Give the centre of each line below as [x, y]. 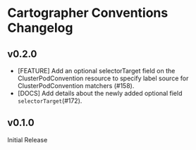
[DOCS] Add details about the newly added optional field [100, 93]
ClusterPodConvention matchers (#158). [76, 86]
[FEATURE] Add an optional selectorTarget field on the [96, 71]
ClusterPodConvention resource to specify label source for [103, 78]
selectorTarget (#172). [50, 101]
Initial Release [27, 139]
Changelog [40, 28]
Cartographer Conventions [88, 13]
